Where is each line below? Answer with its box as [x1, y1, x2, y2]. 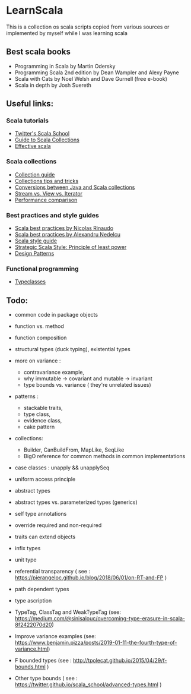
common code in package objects [14, 311, 98, 318]
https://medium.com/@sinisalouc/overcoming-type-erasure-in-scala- [14, 615, 186, 622]
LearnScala [6, 4, 63, 17]
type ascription [14, 597, 52, 604]
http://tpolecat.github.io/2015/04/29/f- [73, 657, 167, 664]
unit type [14, 556, 37, 563]
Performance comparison [14, 196, 78, 203]
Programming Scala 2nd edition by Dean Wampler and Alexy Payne [14, 69, 179, 76]
